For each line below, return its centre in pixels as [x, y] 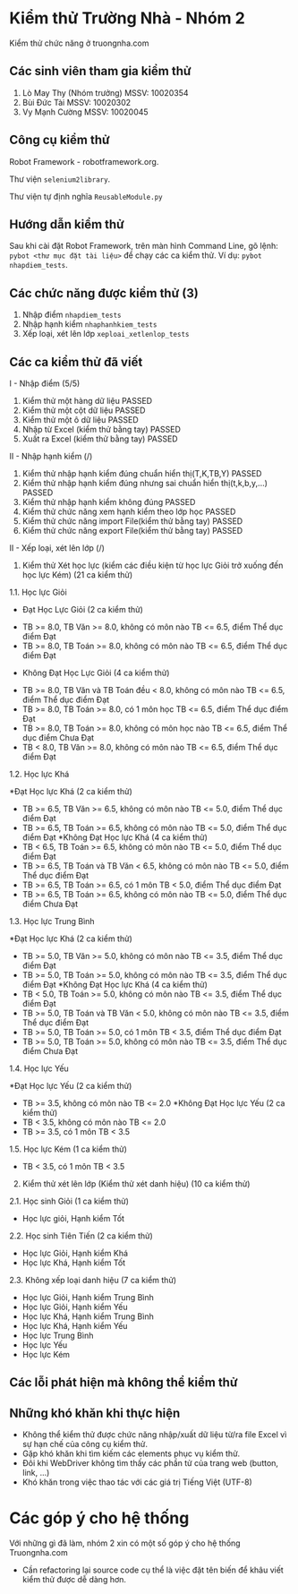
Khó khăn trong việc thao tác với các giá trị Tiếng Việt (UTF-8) [137, 1482]
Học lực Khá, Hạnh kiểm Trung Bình [88, 1316]
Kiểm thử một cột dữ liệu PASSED [84, 410]
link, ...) [36, 1473]
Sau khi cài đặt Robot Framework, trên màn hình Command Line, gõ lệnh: [144, 246]
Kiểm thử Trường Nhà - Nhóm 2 [128, 18]
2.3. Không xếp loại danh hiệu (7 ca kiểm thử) [93, 1280]
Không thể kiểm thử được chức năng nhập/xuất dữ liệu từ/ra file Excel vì [154, 1435]
